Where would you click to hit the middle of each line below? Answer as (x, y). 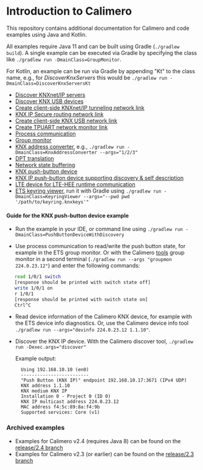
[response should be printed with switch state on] (81, 299)
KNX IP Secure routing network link (59, 114)
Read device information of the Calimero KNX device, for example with (104, 317)
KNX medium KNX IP (44, 391)
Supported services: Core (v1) (60, 413)
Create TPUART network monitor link (61, 127)
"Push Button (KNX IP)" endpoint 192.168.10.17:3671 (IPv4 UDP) (104, 380)
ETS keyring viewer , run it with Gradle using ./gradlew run (88, 191)
